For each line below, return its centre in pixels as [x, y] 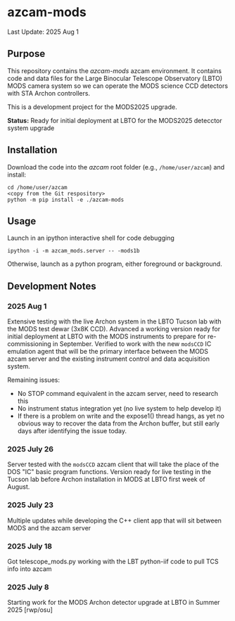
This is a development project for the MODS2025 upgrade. [92, 107]
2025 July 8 [28, 587]
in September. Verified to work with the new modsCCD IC [132, 344]
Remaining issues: [33, 380]
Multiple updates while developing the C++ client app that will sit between [114, 520]
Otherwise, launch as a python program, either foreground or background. [115, 264]
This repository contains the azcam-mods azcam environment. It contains [114, 70]
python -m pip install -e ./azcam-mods [66, 200]
